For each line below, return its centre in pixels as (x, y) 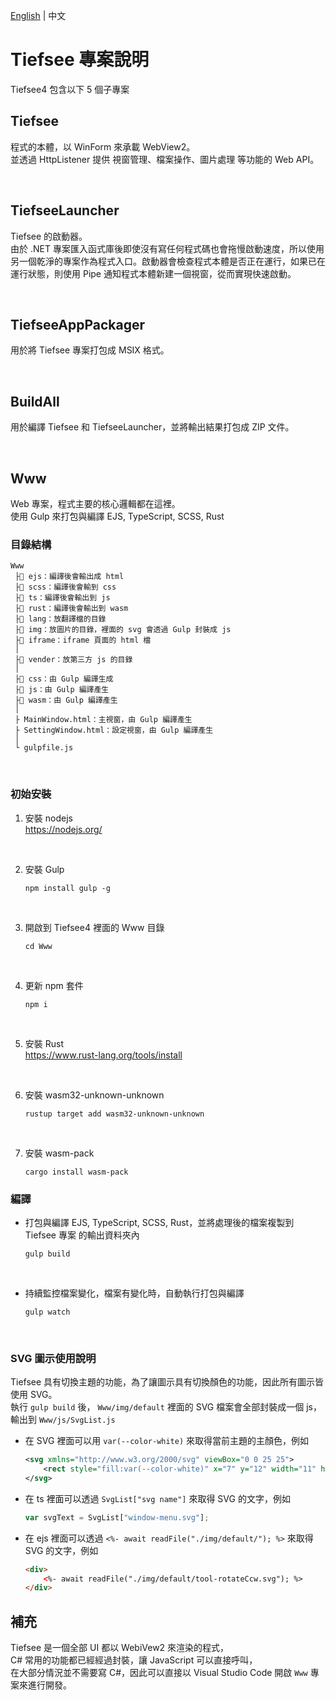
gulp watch (47, 1312)
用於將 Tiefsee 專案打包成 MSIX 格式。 (90, 350)
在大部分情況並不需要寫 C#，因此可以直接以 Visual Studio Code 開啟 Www (159, 1673)
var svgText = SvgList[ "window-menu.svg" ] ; (117, 1517)
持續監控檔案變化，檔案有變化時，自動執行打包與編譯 (134, 1293)
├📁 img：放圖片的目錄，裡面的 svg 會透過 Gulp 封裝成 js (123, 630)
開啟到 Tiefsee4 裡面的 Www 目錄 (94, 927)
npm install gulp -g (67, 888)
